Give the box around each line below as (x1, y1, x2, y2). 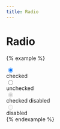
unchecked (6, 85, 34, 92)
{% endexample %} (6, 115, 55, 123)
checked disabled (6, 97, 50, 104)
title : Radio (6, 8, 39, 15)
